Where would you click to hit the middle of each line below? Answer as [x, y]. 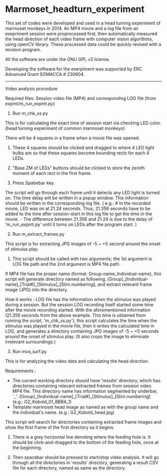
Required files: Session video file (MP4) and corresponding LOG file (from [81, 98]
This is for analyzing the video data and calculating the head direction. [77, 361]
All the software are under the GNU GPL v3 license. [58, 59]
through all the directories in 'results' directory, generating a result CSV [85, 463]
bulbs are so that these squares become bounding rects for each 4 [81, 153]
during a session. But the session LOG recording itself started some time [79, 304]
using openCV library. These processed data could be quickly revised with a [83, 44]
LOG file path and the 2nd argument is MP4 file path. [66, 264]
